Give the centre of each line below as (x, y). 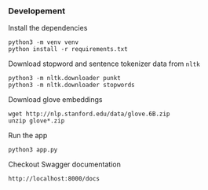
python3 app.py (33, 150)
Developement (36, 11)
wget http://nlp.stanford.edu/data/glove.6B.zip (89, 114)
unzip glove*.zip (36, 121)
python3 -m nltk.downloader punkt (65, 79)
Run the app (28, 136)
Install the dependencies (48, 28)
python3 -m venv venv (44, 42)
